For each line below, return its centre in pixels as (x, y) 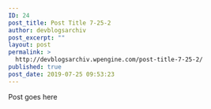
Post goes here (33, 96)
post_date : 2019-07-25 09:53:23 (61, 74)
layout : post (30, 45)
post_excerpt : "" (37, 38)
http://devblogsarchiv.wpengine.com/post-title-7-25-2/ (109, 60)
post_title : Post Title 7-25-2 (60, 23)
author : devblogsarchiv (47, 30)
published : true (35, 67)
